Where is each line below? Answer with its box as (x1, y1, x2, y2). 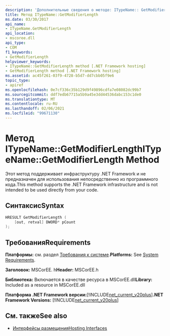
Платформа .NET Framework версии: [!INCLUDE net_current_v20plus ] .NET (5, 292, 163, 298)
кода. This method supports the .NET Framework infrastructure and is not (5, 181, 158, 187)
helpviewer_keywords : (5, 59, 51, 64)
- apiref (5, 82, 24, 87)
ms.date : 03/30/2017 (5, 17, 49, 22)
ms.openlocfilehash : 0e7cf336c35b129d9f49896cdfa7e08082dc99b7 (5, 87, 142, 92)
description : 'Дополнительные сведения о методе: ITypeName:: (5, 7, 139, 13)
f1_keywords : (5, 50, 33, 55)
